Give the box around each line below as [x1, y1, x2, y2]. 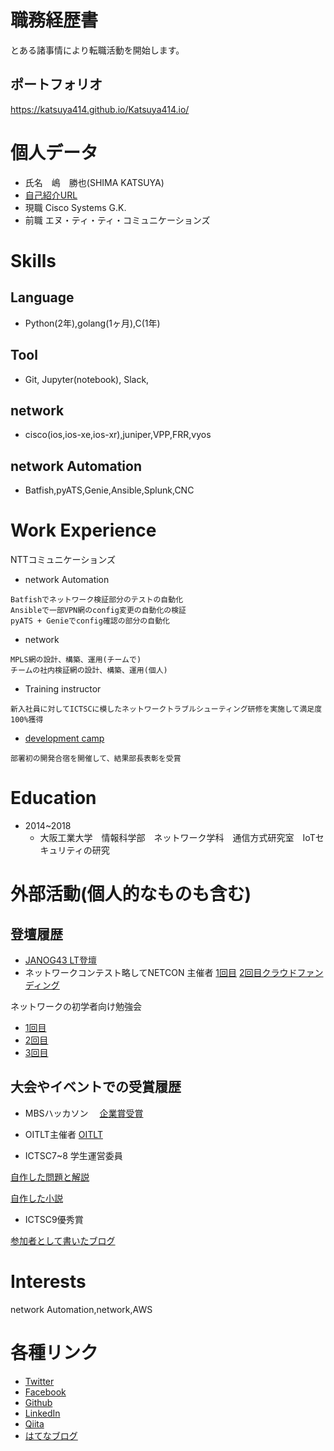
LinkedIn [24, 1407, 61, 1419]
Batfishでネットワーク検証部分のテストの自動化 [10, 595, 184, 605]
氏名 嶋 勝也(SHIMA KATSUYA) [24, 176, 165, 188]
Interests [10, 1271, 87, 1293]
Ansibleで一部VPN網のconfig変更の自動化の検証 [10, 606, 187, 616]
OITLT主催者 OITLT [24, 1128, 103, 1140]
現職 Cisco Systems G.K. [24, 201, 127, 213]
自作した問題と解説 [10, 1171, 90, 1183]
